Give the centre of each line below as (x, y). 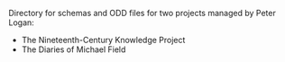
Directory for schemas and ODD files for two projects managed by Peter (142, 13)
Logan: (22, 22)
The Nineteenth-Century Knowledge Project (103, 40)
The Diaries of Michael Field (74, 49)
